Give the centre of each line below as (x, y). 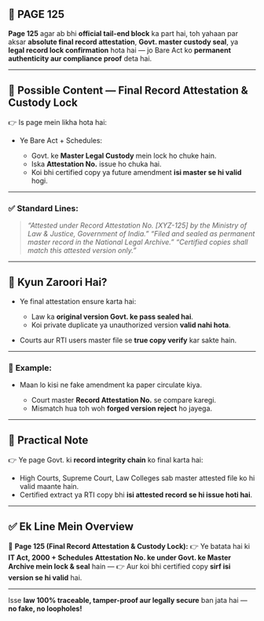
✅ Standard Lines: (43, 208)
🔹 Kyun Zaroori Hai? (58, 282)
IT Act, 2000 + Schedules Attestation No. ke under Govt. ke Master (120, 557)
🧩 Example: (30, 367)
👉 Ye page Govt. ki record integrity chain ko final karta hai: (106, 459)
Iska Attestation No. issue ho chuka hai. (96, 164)
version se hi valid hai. (45, 577)
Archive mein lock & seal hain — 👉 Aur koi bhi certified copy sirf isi (119, 566)
